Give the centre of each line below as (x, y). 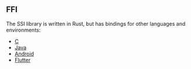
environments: (23, 30)
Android (24, 54)
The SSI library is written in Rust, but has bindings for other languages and (96, 23)
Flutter (23, 60)
